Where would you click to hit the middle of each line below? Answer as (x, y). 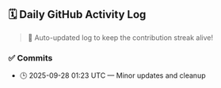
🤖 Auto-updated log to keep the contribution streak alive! (120, 37)
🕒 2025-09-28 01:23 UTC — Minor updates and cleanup (112, 75)
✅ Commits (30, 57)
